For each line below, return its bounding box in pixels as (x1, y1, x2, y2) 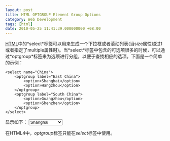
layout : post (5, 7, 33, 13)
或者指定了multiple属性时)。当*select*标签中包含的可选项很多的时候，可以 (5, 47, 161, 53)
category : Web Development (5, 17, 62, 22)
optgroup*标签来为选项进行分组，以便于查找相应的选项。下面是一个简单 (12, 54, 162, 60)
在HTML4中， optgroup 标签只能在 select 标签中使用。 (5, 130, 115, 136)
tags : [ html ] (5, 21, 33, 27)
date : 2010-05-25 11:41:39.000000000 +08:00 (5, 26, 101, 31)
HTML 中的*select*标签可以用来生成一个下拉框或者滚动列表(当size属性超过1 (5, 41, 162, 47)
